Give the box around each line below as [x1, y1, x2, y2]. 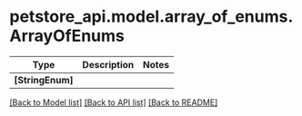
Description [82, 58, 135, 71]
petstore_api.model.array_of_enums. [9, 6, 294, 27]
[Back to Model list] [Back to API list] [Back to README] [9, 97, 218, 108]
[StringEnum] [14, 73, 75, 86]
